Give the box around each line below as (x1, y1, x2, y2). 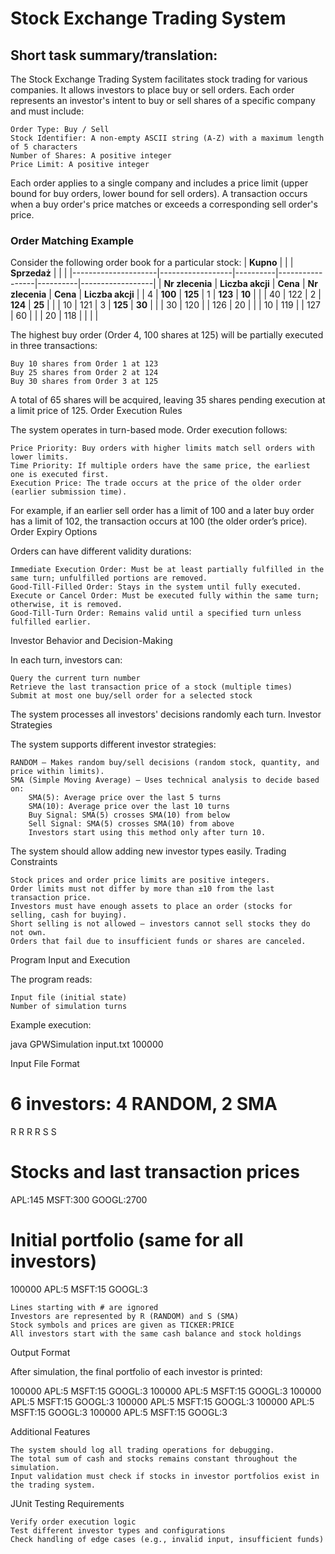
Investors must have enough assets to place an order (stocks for (10, 902, 293, 912)
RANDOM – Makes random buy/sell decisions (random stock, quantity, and (10, 758, 320, 768)
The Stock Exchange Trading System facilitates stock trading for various (10, 73, 308, 85)
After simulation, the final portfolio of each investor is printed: (10, 1366, 263, 1378)
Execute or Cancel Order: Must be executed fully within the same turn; (10, 591, 320, 601)
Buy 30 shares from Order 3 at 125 (10, 377, 159, 387)
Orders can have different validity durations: (10, 545, 192, 557)
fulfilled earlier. (10, 617, 92, 627)
